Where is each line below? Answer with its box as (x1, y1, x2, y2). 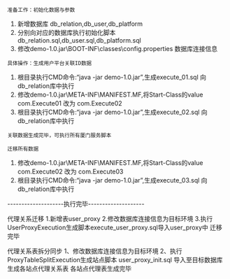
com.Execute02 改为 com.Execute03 (17, 167, 124, 176)
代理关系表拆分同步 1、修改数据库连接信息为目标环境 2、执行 (7, 247, 183, 255)
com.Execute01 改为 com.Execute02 (17, 99, 122, 107)
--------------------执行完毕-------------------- (7, 200, 145, 208)
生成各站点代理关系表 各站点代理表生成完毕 (7, 264, 131, 273)
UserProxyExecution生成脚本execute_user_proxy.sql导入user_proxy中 (7, 223, 208, 231)
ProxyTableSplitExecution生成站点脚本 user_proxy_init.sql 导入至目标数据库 (7, 256, 223, 264)
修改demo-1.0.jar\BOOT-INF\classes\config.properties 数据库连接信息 (17, 45, 218, 52)
